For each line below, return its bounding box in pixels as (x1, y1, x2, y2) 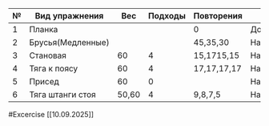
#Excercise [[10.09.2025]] (8, 110, 94, 119)
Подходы (147, 10, 187, 21)
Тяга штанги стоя (29, 89, 96, 100)
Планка (29, 24, 58, 35)
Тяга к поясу (29, 63, 78, 74)
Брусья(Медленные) (29, 37, 110, 47)
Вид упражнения (34, 10, 104, 21)
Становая (29, 50, 66, 61)
